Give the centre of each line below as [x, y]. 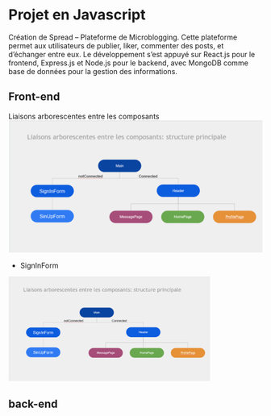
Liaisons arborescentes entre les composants [84, 116]
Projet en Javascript [77, 15]
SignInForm [39, 265]
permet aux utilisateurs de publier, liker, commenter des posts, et [116, 45]
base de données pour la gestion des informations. [93, 71]
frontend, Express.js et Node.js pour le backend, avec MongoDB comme [128, 63]
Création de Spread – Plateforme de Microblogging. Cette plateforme [123, 37]
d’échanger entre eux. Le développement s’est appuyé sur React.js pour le [132, 54]
